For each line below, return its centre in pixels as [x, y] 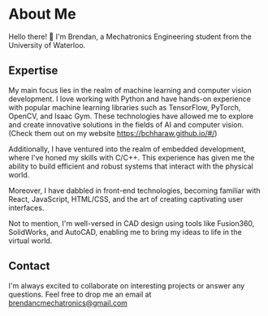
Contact [29, 266]
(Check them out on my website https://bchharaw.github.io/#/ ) [113, 133]
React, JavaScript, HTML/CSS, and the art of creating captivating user [126, 199]
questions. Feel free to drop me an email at [80, 294]
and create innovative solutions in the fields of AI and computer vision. [126, 124]
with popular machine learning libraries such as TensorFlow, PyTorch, [125, 107]
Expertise [33, 71]
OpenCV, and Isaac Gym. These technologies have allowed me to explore [131, 116]
